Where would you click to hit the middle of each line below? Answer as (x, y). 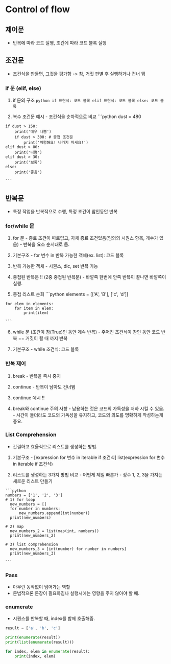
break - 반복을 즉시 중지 (37, 376)
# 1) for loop (20, 499)
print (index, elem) (35, 656)
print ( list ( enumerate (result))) (40, 643)
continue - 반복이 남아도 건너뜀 (44, 386)
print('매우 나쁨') (33, 132)
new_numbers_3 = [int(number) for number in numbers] (68, 549)
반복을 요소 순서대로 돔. (46, 244)
